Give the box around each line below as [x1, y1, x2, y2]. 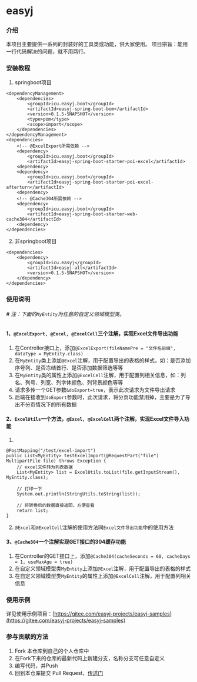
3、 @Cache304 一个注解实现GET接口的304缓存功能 [6, 538, 126, 545]
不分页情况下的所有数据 [19, 401, 77, 408]
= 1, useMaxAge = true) [14, 559, 74, 565]
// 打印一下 [16, 485, 42, 492]
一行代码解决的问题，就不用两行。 [6, 48, 89, 55]
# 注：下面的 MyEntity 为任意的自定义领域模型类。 [6, 311, 125, 318]
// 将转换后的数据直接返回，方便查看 [16, 502, 95, 508]
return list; [16, 507, 49, 513]
